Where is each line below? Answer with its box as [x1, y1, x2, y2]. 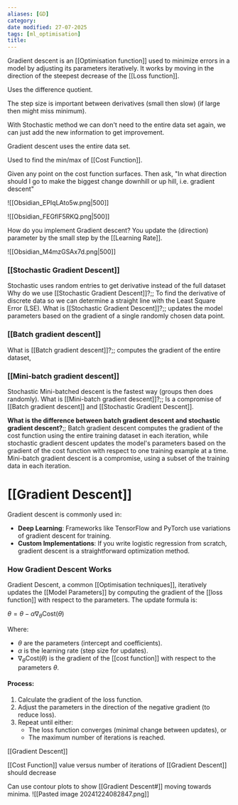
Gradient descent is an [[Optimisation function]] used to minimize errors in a [7, 56, 230, 65]
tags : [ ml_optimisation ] [7, 30, 81, 38]
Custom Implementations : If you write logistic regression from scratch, [17, 539, 227, 547]
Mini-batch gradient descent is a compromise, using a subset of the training [7, 454, 229, 463]
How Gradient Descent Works [7, 564, 112, 574]
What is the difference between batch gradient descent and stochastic [7, 416, 220, 425]
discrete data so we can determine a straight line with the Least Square [7, 296, 216, 305]
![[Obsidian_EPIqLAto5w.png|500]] [7, 199, 109, 207]
